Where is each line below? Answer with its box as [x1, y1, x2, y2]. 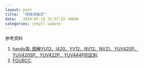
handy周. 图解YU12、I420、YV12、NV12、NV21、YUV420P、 [12, 46, 139, 52]
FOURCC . [12, 58, 32, 64]
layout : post [5, 7, 32, 12]
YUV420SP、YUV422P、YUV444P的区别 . [12, 52, 99, 58]
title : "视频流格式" [5, 12, 46, 17]
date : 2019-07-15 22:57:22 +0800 [5, 16, 79, 21]
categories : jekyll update [5, 21, 61, 26]
